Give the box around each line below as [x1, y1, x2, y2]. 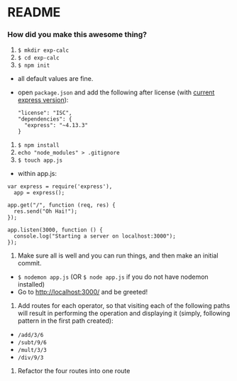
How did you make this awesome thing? [7, 30, 148, 40]
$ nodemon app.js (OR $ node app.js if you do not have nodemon [17, 272, 209, 281]
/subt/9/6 [17, 339, 48, 346]
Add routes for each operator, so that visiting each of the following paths [17, 302, 231, 310]
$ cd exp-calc [17, 55, 60, 62]
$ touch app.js [17, 157, 63, 164]
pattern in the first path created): [17, 316, 114, 325]
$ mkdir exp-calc [17, 47, 70, 54]
